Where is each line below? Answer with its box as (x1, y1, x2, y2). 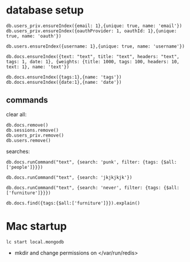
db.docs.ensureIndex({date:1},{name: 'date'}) (6, 79, 122, 85)
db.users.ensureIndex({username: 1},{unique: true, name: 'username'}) (6, 43, 185, 49)
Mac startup (6, 219, 67, 233)
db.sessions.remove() (6, 127, 59, 133)
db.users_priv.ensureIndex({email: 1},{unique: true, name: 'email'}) (6, 23, 182, 29)
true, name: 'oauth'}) (6, 33, 62, 39)
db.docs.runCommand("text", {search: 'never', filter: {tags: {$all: (6, 185, 180, 190)
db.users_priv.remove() (6, 132, 65, 138)
